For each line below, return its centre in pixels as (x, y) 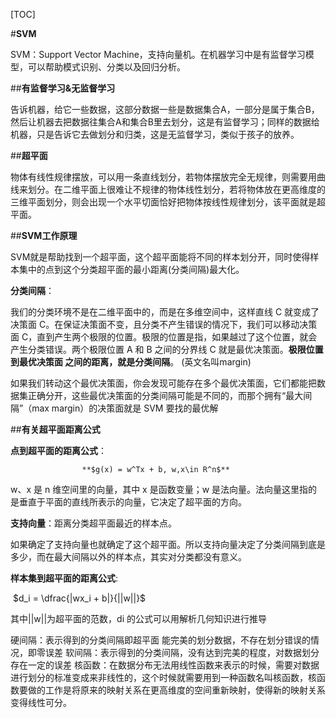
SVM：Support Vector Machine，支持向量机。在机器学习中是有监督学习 (158, 54)
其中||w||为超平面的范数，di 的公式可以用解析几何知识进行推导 (138, 618)
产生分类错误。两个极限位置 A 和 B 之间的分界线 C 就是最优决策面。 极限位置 (167, 349)
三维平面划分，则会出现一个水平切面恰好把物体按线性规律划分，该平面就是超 (168, 202)
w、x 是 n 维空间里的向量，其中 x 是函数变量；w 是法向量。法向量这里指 (159, 489)
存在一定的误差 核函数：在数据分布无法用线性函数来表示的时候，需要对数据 (165, 665)
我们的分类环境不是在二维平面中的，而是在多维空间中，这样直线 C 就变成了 (165, 312)
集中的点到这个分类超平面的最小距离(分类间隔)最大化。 (131, 269)
